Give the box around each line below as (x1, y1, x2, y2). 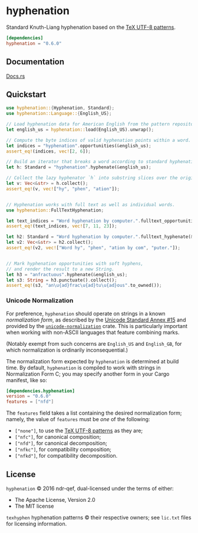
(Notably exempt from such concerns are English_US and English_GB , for (6, 340, 182, 347)
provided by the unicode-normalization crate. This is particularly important (6, 322, 187, 329)
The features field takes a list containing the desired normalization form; (6, 409, 182, 416)
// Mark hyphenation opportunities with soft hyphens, (6, 260, 144, 266)
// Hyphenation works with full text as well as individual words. (6, 201, 176, 207)
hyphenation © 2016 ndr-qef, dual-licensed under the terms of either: (6, 485, 174, 492)
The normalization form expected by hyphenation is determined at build (6, 357, 179, 365)
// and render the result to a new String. (6, 266, 115, 272)
